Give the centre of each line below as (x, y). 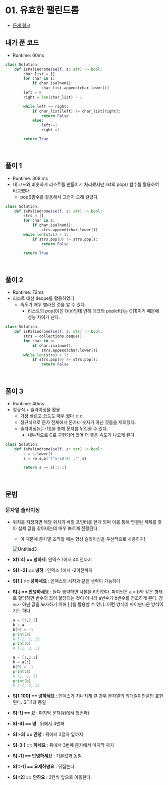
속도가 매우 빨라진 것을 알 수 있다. (53, 305)
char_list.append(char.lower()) (75, 88)
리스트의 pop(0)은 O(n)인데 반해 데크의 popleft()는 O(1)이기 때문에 (93, 311)
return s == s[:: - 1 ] (45, 467)
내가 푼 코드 (22, 43)
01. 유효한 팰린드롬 (42, 10)
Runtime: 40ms (28, 403)
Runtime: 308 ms (30, 178)
